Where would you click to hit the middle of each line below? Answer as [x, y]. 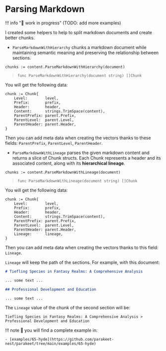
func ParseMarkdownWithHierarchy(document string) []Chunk [80, 75]
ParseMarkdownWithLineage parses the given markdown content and [81, 153]
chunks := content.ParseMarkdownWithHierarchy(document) [65, 67]
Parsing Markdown [45, 9]
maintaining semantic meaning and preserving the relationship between [85, 53]
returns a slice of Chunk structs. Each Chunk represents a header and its [86, 158]
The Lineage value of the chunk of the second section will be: [68, 308]
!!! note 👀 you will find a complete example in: [51, 330]
